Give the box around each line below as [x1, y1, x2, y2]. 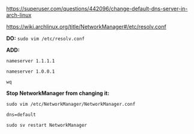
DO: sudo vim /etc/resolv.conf [6, 35, 85, 41]
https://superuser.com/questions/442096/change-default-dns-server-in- [6, 5, 188, 12]
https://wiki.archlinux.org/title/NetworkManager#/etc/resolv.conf [6, 23, 166, 30]
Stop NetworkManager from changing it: [6, 90, 110, 97]
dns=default [6, 112, 36, 118]
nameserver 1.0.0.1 [6, 69, 55, 75]
